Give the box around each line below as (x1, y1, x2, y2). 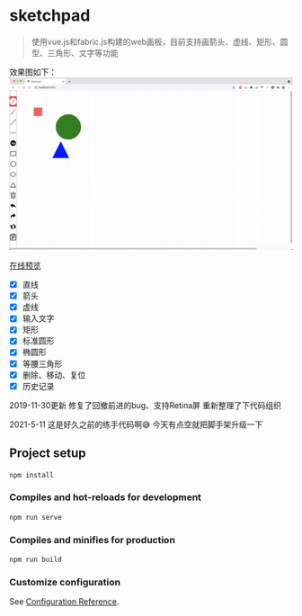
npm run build (9, 555, 63, 565)
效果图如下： (9, 67, 57, 77)
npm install (9, 470, 54, 479)
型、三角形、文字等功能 (31, 47, 119, 58)
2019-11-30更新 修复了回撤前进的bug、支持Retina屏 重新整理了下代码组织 (9, 399, 281, 410)
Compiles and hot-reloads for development (9, 491, 202, 504)
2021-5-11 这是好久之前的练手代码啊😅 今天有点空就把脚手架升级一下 (9, 419, 263, 430)
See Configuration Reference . (9, 596, 120, 607)
